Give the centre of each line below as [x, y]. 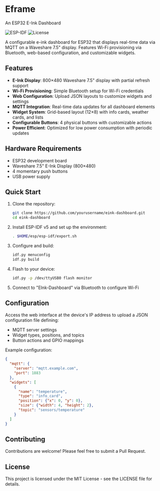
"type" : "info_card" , [40, 396]
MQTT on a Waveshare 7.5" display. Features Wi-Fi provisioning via [73, 47]
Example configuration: [29, 350]
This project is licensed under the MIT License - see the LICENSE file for [79, 479]
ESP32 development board [40, 160]
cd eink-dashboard [31, 218]
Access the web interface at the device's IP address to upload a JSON [77, 315]
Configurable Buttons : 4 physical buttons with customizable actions [82, 122]
